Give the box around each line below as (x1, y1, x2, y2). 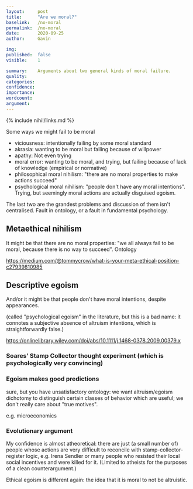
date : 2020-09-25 (6, 30, 64, 36)
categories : (6, 79, 35, 85)
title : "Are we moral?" (6, 14, 77, 20)
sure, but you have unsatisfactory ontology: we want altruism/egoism (6, 388, 173, 395)
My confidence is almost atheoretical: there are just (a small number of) (6, 440, 178, 447)
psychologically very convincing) (6, 359, 104, 367)
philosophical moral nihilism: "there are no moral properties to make (14, 171, 178, 178)
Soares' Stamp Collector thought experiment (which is (6, 352, 164, 360)
